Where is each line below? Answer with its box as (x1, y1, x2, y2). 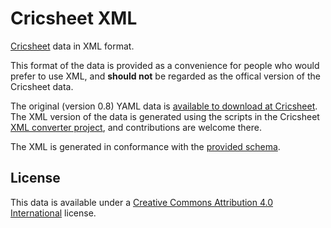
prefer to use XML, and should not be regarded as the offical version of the (10, 70, 321, 82)
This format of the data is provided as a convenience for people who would (10, 59, 320, 71)
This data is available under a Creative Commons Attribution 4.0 (10, 196, 274, 208)
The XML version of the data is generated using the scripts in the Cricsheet (10, 110, 320, 122)
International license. (10, 207, 97, 219)
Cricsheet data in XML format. (10, 40, 135, 52)
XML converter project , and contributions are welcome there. (10, 121, 262, 133)
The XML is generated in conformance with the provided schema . (10, 140, 281, 152)
